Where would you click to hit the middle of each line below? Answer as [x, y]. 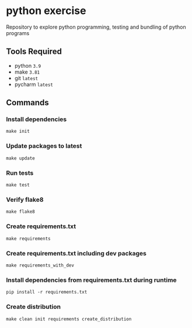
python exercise [46, 11]
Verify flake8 [25, 199]
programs [18, 33]
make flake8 [20, 212]
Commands [28, 103]
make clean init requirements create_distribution [69, 319]
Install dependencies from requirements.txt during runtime [91, 280]
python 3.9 [28, 65]
